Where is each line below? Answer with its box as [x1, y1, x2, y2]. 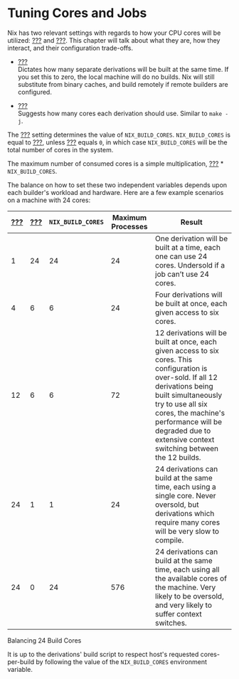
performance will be [155, 416, 223, 426]
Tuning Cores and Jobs [7, 5, 147, 21]
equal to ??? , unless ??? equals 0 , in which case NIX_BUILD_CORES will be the [7, 137, 228, 147]
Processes [111, 221, 148, 231]
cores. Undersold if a [155, 260, 225, 270]
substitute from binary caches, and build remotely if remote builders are [17, 80, 229, 88]
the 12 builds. [155, 452, 201, 462]
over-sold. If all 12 [155, 372, 218, 382]
